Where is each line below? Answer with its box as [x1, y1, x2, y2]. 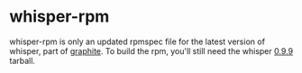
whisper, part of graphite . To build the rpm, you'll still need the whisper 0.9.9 [9, 45, 294, 56]
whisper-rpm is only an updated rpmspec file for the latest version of [9, 36, 266, 47]
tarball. [9, 55, 36, 66]
